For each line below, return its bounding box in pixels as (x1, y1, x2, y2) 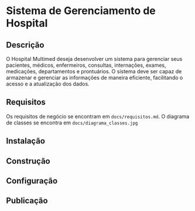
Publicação (6, 196, 48, 206)
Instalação (6, 136, 46, 146)
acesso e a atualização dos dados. (6, 80, 90, 87)
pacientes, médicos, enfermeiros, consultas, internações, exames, (6, 62, 166, 69)
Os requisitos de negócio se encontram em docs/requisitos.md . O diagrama (6, 113, 190, 120)
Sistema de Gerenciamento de (6, 4, 156, 18)
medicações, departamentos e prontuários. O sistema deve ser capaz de (6, 68, 182, 74)
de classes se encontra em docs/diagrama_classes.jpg (6, 119, 138, 126)
